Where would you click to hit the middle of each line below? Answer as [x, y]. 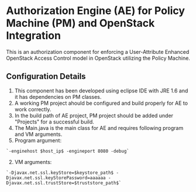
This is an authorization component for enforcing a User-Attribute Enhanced [98, 52]
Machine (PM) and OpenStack [80, 23]
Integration [34, 36]
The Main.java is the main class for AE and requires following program [99, 128]
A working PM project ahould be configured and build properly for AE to [101, 103]
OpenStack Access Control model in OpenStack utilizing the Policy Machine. [98, 58]
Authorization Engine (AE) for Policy [96, 11]
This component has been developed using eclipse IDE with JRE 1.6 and [101, 90]
